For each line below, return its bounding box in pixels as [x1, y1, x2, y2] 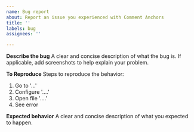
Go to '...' [14, 82, 37, 90]
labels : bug [6, 25, 36, 32]
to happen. [6, 119, 33, 126]
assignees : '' [6, 31, 42, 37]
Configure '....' [14, 88, 50, 96]
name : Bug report [6, 8, 50, 15]
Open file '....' [14, 95, 48, 102]
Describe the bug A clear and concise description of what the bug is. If [6, 53, 181, 60]
